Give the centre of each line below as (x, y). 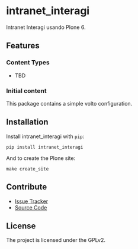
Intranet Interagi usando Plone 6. (46, 27)
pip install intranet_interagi (45, 147)
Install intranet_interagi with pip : (45, 136)
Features (23, 46)
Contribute (27, 187)
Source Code (31, 207)
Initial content (27, 91)
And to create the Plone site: (41, 158)
